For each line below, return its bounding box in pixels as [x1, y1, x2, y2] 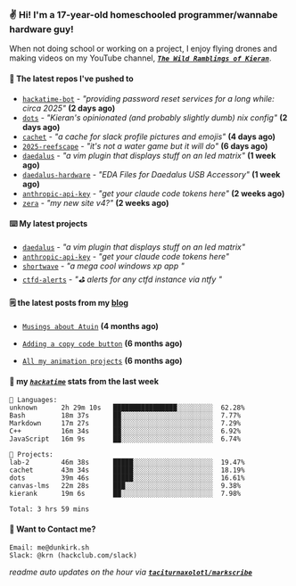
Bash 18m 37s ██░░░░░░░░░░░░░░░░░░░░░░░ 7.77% [9, 411, 242, 420]
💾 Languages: [9, 396, 58, 405]
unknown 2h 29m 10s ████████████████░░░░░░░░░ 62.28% [9, 403, 245, 413]
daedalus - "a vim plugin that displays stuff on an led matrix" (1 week [21, 150, 276, 161]
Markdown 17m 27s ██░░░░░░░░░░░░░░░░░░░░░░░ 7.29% [9, 419, 242, 428]
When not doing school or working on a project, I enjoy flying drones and [9, 44, 278, 54]
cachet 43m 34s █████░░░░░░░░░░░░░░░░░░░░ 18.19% [9, 466, 245, 475]
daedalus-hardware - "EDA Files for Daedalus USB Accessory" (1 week [21, 169, 281, 179]
